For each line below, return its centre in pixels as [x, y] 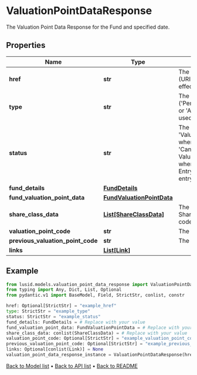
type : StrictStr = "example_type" [48, 311]
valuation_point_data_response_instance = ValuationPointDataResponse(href [101, 355]
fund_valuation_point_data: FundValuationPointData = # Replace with [93, 328]
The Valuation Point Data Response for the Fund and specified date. [88, 27]
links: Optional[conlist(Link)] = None [55, 349]
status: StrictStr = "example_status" [53, 316]
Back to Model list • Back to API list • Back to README [72, 366]
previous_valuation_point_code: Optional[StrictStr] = [74, 344]
